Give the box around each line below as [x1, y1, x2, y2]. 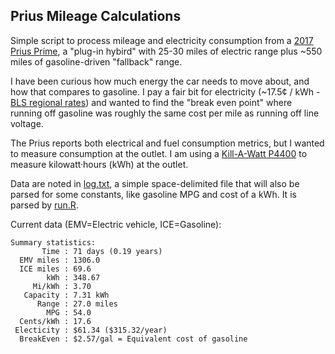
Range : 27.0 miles [36, 299, 118, 309]
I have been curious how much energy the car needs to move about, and [10, 75, 310, 87]
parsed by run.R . [10, 199, 79, 211]
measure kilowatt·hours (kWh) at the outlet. [10, 158, 189, 170]
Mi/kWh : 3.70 [32, 281, 92, 291]
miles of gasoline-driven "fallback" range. [10, 55, 183, 68]
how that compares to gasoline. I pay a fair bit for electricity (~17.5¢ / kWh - [10, 85, 321, 98]
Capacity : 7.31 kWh [23, 290, 110, 300]
